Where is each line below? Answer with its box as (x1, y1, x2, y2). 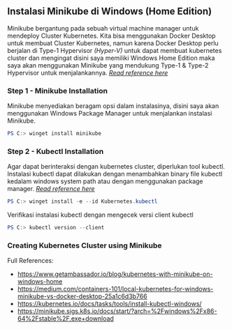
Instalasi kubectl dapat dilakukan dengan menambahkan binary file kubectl (7, 170, 223, 178)
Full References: (7, 257, 54, 265)
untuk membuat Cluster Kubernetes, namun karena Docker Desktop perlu (7, 38, 219, 47)
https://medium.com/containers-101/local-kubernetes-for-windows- (17, 285, 214, 293)
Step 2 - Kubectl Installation (7, 146, 104, 156)
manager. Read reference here (7, 185, 96, 193)
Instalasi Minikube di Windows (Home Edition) (7, 6, 212, 17)
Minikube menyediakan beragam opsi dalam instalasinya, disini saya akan (7, 102, 219, 110)
